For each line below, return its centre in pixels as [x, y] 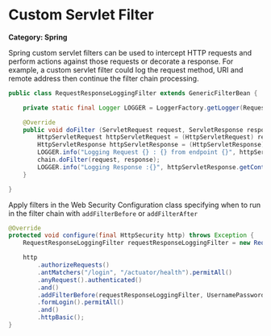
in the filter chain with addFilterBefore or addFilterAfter [103, 213]
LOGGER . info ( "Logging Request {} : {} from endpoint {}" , [137, 152]
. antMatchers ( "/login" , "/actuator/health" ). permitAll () [135, 272]
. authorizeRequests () [74, 265]
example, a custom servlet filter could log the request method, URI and [126, 69]
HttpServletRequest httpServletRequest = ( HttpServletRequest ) [146, 137]
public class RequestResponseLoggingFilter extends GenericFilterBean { [133, 93]
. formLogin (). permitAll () [81, 303]
